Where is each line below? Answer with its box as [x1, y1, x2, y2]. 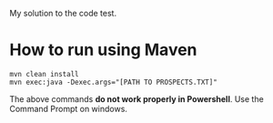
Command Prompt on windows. [9, 103, 127, 114]
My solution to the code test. [9, 8, 116, 18]
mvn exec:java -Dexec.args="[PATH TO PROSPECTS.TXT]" [9, 77, 218, 87]
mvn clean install [9, 69, 79, 78]
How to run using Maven [9, 40, 197, 60]
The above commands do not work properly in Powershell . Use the [9, 93, 264, 104]
